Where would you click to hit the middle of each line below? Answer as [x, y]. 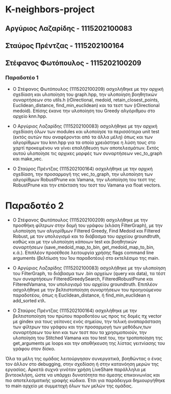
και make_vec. [28, 159]
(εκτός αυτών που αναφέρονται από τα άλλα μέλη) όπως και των [83, 137]
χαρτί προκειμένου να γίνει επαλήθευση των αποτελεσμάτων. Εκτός [86, 148]
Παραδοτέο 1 [22, 78]
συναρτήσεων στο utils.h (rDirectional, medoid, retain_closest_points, [86, 100]
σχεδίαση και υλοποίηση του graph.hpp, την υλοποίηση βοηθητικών [85, 94]
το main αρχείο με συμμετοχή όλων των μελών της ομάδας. [69, 386]
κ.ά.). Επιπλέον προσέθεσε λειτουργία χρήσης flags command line [83, 253]
